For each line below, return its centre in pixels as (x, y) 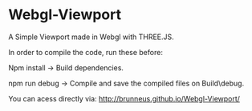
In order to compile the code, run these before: (85, 52)
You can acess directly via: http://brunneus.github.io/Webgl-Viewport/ (124, 98)
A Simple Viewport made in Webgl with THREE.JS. (91, 37)
